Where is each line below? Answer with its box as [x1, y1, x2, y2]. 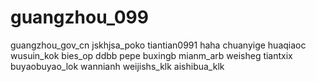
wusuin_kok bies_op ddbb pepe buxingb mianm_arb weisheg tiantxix [10, 49, 293, 61]
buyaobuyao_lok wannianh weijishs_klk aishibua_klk [10, 60, 225, 72]
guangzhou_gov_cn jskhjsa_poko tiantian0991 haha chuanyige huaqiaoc [10, 39, 307, 51]
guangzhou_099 [10, 6, 149, 29]
